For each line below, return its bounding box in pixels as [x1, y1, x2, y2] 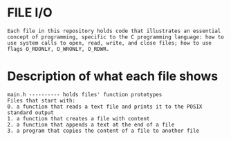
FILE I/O [7, 5, 53, 21]
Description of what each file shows [7, 69, 219, 84]
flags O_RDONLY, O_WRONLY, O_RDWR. [7, 45, 110, 52]
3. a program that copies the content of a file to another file [7, 127, 199, 134]
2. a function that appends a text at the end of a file [7, 121, 175, 128]
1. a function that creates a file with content [7, 115, 150, 122]
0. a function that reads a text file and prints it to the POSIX [7, 103, 203, 110]
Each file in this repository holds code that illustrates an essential [7, 28, 221, 34]
